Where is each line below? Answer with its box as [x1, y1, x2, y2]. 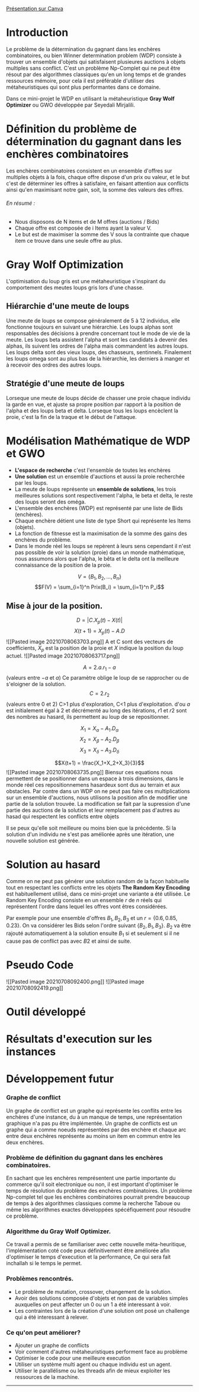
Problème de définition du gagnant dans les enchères [6, 1153, 163, 1162]
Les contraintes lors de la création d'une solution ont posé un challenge [14, 1307, 190, 1314]
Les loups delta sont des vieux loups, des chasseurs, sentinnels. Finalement [6, 348, 191, 356]
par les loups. [14, 479, 49, 486]
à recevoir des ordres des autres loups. [6, 361, 102, 368]
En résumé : [6, 199, 36, 207]
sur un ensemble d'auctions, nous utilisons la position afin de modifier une [6, 794, 188, 801]
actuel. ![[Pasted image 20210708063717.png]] [6, 652, 120, 659]
